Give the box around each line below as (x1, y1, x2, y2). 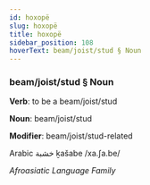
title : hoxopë (9, 29, 62, 38)
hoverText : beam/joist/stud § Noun (9, 46, 142, 55)
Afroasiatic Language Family (9, 165, 116, 176)
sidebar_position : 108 (9, 38, 94, 47)
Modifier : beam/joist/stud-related (9, 130, 133, 141)
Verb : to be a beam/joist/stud (9, 96, 118, 107)
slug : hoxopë (9, 21, 58, 30)
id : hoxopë (9, 13, 50, 22)
